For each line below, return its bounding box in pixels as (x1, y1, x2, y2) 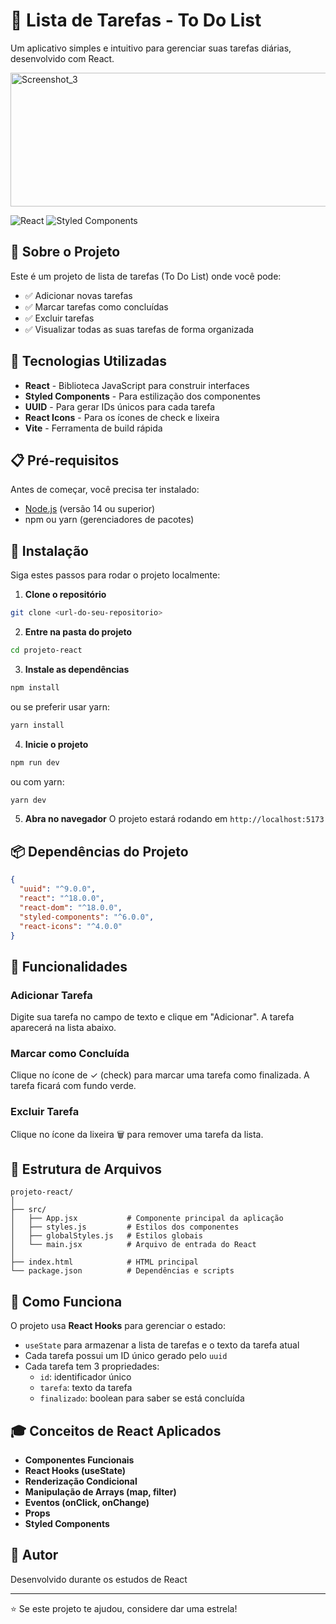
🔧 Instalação (10, 542, 89, 559)
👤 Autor (10, 1547, 59, 1564)
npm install (10, 682, 60, 693)
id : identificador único (39, 1371, 132, 1383)
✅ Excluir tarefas (24, 312, 95, 324)
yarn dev (10, 795, 47, 805)
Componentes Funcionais (24, 1454, 135, 1466)
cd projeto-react (10, 645, 83, 656)
